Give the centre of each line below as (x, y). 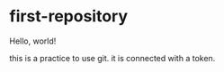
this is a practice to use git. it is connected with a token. (112, 58)
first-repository (69, 16)
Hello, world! (33, 41)
